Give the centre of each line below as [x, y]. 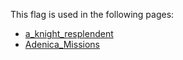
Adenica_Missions [62, 44]
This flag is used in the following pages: [92, 14]
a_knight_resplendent [69, 33]
